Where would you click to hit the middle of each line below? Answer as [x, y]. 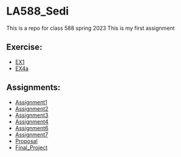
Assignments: [33, 87]
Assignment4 [32, 121]
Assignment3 [32, 115]
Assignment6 [32, 128]
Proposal [26, 141]
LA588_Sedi [38, 11]
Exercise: [24, 47]
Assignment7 [32, 134]
